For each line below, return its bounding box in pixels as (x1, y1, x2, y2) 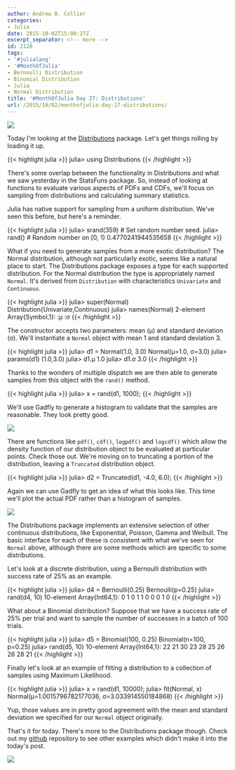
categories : (7, 17, 42, 24)
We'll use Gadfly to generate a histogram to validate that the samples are (7, 403, 217, 411)
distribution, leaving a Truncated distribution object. (7, 459, 156, 467)
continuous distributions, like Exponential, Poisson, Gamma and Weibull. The (7, 528, 228, 537)
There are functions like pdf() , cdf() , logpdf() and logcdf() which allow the (7, 437, 227, 446)
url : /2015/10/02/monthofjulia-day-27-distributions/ (7, 102, 168, 109)
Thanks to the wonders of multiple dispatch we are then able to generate (7, 368, 217, 376)
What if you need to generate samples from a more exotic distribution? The (7, 246, 224, 255)
